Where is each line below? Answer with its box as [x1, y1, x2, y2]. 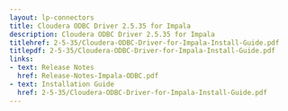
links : [9, 55, 34, 64]
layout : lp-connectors [9, 13, 94, 22]
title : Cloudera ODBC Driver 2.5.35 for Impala [9, 21, 192, 30]
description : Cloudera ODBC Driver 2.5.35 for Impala [9, 30, 216, 38]
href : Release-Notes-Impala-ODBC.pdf [17, 72, 159, 81]
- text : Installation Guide [9, 80, 115, 89]
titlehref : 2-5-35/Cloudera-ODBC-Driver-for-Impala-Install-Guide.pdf [9, 38, 280, 47]
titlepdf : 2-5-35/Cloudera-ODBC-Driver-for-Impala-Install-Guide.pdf [9, 47, 276, 55]
